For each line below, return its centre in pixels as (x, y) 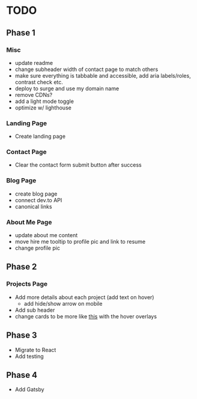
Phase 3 (22, 336)
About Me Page (29, 222)
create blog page (36, 194)
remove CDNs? (34, 94)
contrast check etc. (39, 82)
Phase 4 (22, 375)
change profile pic (37, 248)
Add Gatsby (29, 389)
